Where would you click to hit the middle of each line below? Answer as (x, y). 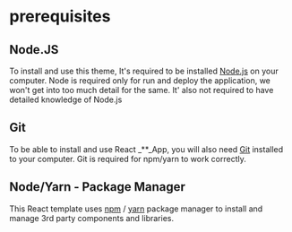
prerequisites (60, 17)
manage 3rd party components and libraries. (92, 218)
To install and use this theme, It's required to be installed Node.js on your (144, 71)
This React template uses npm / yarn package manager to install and (136, 209)
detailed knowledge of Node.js (66, 99)
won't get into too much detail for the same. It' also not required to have (142, 90)
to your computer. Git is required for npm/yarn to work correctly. (128, 159)
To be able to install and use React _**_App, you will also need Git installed (146, 149)
